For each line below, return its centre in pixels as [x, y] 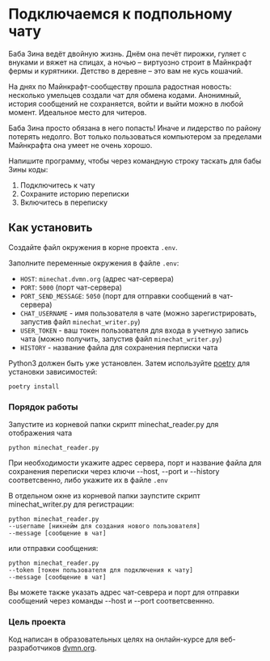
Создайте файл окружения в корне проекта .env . [93, 247]
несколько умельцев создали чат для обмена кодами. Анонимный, [125, 95]
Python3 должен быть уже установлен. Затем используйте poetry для [129, 363]
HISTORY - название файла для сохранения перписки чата [119, 347]
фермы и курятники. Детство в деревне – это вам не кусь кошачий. [126, 70]
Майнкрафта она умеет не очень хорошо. [80, 145]
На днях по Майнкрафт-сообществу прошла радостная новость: [120, 87]
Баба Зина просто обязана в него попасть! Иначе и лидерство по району [135, 128]
